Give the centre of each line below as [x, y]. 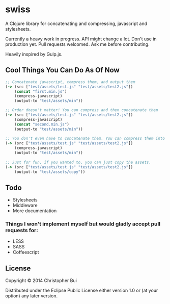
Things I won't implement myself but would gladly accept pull [83, 224]
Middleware [25, 206]
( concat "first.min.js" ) [41, 91]
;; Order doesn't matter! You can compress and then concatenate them [82, 110]
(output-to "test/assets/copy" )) [50, 172]
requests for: [22, 231]
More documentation [35, 211]
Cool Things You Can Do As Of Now [62, 70]
